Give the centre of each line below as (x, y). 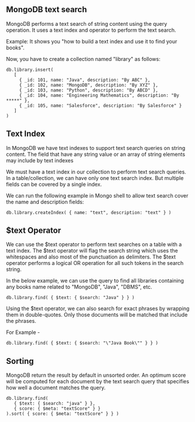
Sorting (20, 361)
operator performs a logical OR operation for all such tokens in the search (95, 263)
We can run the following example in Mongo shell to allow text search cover (97, 195)
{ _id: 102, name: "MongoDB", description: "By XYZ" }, (89, 85)
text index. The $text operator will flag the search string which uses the (92, 251)
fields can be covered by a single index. (54, 184)
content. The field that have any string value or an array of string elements (96, 154)
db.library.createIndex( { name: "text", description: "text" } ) (89, 212)
